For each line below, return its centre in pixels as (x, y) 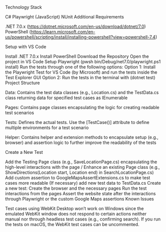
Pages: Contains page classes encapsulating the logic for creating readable (82, 107)
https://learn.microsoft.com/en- (63, 32)
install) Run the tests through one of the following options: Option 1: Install (81, 67)
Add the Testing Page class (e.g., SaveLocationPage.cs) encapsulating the (81, 162)
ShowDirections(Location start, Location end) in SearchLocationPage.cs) (80, 172)
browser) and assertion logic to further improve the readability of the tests (81, 142)
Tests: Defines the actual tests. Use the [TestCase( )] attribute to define (77, 122)
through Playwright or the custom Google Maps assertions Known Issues (80, 199)
